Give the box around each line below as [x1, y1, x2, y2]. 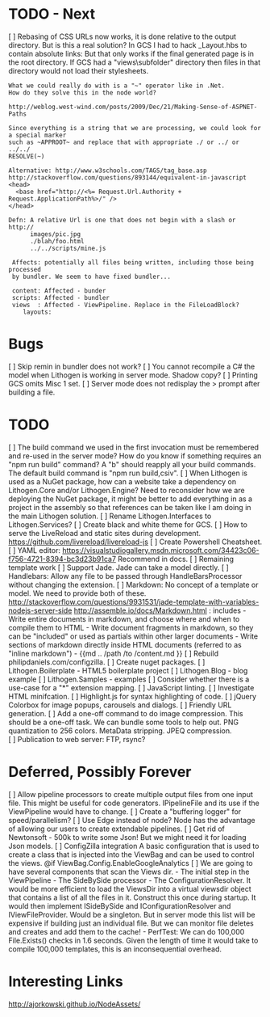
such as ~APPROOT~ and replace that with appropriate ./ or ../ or [8, 138, 240, 146]
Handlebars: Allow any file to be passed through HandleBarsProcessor [8, 571, 243, 580]
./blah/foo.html [29, 237, 85, 245]
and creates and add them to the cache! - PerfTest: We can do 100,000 [8, 926, 245, 936]
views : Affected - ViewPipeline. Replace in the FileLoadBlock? [11, 301, 240, 309]
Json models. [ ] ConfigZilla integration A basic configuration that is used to [8, 841, 260, 850]
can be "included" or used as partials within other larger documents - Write [8, 631, 259, 641]
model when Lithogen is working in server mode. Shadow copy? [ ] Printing [8, 369, 258, 380]
